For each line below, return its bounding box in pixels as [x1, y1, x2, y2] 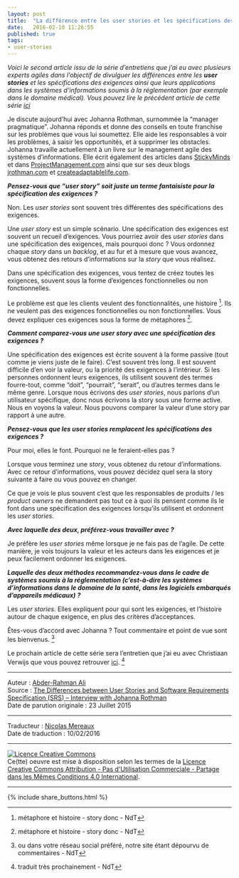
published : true [7, 30, 55, 38]
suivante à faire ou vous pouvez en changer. [7, 475, 137, 484]
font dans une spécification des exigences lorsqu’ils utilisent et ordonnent [7, 504, 224, 513]
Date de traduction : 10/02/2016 [7, 729, 101, 737]
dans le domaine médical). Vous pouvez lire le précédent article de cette [7, 93, 221, 102]
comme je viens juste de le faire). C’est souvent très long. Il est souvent [7, 358, 216, 367]
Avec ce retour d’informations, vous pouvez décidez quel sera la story [7, 468, 213, 476]
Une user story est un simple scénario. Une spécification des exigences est [7, 225, 229, 233]
